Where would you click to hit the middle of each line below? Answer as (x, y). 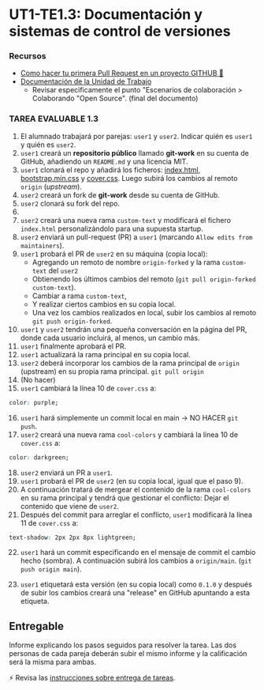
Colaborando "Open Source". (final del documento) (115, 98)
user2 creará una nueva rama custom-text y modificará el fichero (126, 220)
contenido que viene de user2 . (69, 506)
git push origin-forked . (72, 321)
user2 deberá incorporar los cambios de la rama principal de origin (130, 363)
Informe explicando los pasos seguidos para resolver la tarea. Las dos (123, 645)
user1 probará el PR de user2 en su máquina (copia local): (114, 254)
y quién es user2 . (48, 145)
